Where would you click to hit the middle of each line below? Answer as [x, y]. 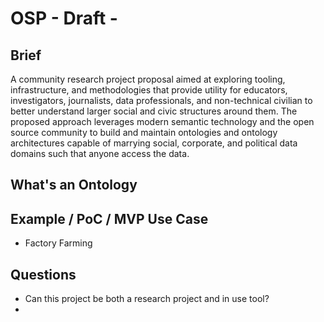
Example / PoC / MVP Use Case [109, 218]
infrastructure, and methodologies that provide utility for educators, [149, 90]
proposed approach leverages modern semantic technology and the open [162, 121]
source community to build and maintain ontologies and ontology [144, 132]
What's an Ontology [74, 185]
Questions [43, 274]
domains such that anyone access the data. [100, 153]
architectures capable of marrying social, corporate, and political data [154, 143]
